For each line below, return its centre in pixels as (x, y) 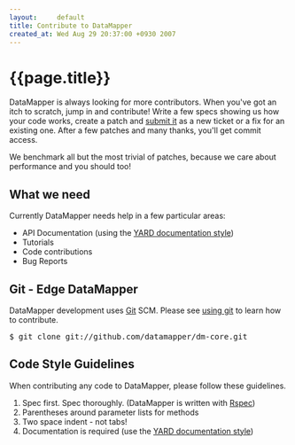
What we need (50, 195)
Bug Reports (45, 262)
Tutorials (38, 242)
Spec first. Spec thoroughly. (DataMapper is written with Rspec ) (139, 402)
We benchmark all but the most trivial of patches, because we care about (143, 157)
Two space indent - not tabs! (74, 421)
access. (23, 140)
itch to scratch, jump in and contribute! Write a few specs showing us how (144, 112)
